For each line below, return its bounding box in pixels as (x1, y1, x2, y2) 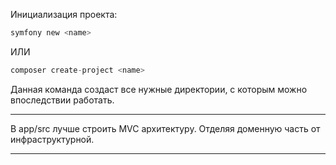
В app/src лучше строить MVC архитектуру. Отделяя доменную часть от (10, 122, 321, 134)
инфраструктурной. (10, 133, 95, 145)
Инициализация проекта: (10, 9, 118, 20)
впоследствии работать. (10, 94, 115, 106)
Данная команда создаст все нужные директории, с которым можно (10, 83, 308, 95)
